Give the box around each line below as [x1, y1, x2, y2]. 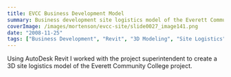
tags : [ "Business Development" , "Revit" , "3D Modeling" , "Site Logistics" [7, 36, 226, 43]
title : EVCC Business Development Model [7, 10, 125, 17]
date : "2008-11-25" [7, 29, 63, 36]
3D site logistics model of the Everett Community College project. [7, 62, 192, 70]
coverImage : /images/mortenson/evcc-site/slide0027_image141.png [7, 23, 198, 30]
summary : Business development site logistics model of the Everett [7, 16, 208, 23]
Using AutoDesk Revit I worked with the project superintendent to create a [7, 54, 218, 63]
